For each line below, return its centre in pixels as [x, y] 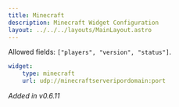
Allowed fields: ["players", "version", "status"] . [90, 52]
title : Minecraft [36, 15]
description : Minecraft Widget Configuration [83, 23]
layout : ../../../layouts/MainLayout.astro [80, 30]
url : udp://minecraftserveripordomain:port [94, 81]
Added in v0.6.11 [34, 96]
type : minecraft [49, 74]
